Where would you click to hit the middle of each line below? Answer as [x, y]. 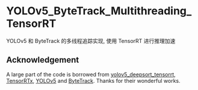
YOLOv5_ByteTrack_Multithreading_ [99, 11]
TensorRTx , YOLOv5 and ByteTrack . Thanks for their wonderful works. [93, 80]
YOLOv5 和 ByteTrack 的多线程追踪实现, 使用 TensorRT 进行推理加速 [91, 41]
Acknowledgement [43, 60]
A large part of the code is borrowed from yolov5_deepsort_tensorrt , [91, 74]
